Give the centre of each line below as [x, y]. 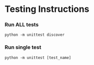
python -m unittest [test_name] [38, 58]
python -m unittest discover [35, 35]
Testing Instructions [47, 9]
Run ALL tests [22, 25]
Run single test [23, 47]
